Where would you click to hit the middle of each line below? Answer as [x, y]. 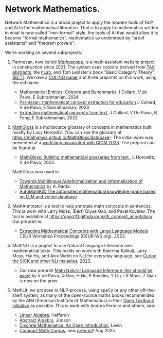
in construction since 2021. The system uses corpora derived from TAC [83, 67]
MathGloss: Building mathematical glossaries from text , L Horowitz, [87, 157]
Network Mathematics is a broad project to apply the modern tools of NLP [79, 22]
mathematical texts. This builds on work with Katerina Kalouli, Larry [80, 251]
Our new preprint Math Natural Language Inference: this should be [86, 270]
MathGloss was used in [36, 171]
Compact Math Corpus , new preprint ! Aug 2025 [67, 330]
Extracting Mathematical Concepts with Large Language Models [84, 231]
